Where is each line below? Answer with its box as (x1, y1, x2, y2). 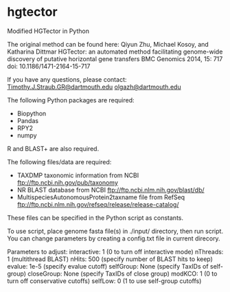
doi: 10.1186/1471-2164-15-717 (7, 62, 91, 70)
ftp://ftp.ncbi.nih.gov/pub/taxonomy (16, 178, 119, 186)
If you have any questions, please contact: (7, 75, 127, 83)
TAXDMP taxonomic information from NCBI (16, 171, 139, 179)
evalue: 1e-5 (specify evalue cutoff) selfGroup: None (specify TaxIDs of (7, 262, 209, 270)
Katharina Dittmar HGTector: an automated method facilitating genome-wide (7, 47, 223, 56)
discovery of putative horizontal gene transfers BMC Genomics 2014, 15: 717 (7, 54, 223, 63)
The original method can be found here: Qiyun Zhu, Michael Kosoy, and (7, 40, 209, 48)
